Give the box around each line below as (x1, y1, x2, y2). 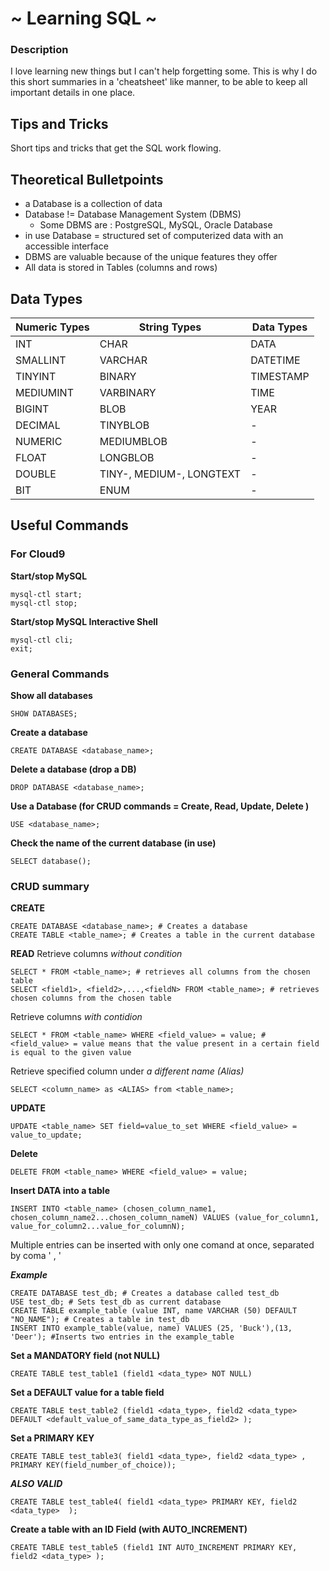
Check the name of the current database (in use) (10, 837, 217, 849)
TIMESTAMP (250, 369, 310, 383)
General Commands (10, 667, 110, 681)
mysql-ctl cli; (10, 635, 74, 645)
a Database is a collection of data (24, 198, 163, 210)
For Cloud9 (10, 547, 66, 561)
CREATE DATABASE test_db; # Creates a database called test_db (10, 1288, 280, 1299)
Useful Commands (10, 517, 129, 534)
